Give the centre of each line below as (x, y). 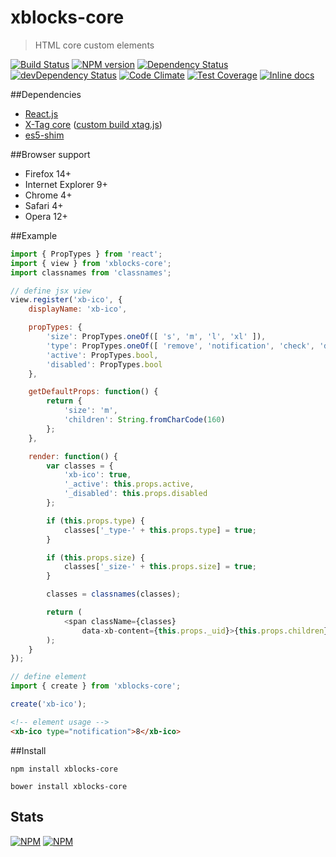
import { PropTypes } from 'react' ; (86, 254)
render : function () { (73, 456)
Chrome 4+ (48, 195)
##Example (34, 235)
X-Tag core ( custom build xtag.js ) (93, 124)
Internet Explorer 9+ (66, 184)
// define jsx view (51, 291)
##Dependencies (46, 94)
